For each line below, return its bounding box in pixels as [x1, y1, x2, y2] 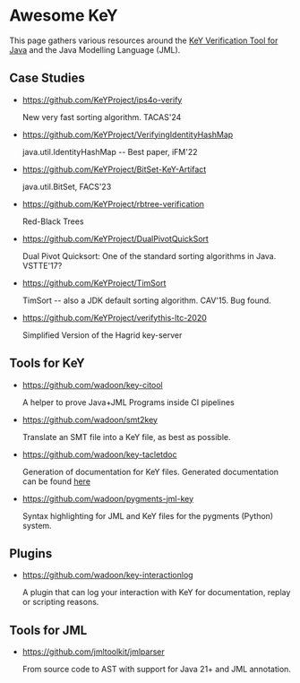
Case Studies [9, 71, 85, 86]
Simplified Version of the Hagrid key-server [21, 329, 183, 341]
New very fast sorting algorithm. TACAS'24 [21, 111, 182, 122]
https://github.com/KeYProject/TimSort [21, 277, 167, 288]
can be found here [21, 476, 91, 487]
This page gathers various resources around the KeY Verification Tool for [9, 35, 279, 46]
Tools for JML [9, 622, 88, 637]
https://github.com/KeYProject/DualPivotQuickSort [21, 233, 209, 244]
